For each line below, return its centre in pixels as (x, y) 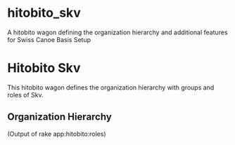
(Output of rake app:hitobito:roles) (57, 134)
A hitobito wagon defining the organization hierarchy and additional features (118, 32)
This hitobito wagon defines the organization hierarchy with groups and (111, 87)
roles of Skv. (25, 95)
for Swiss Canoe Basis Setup (49, 39)
